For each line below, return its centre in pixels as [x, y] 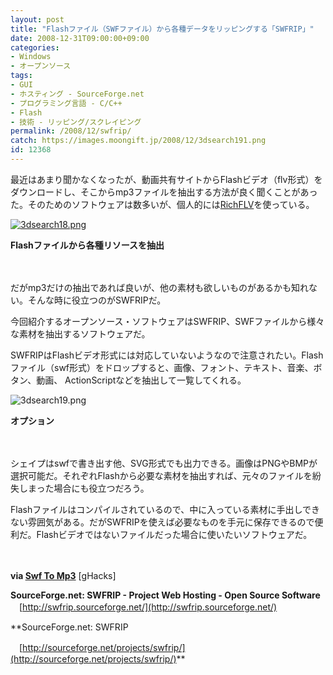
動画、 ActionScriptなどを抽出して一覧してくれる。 [141, 380]
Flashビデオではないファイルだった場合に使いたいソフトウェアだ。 [174, 534]
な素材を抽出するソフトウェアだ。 [80, 333]
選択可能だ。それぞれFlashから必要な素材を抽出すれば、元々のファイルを [161, 475]
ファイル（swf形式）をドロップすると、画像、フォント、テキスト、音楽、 [162, 367]
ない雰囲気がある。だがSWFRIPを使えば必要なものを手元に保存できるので [162, 522]
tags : [21, 76]
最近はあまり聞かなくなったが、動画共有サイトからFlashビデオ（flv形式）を [166, 179]
